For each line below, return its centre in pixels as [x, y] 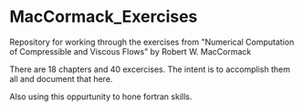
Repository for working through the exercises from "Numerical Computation [152, 42]
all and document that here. [61, 78]
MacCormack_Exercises [104, 17]
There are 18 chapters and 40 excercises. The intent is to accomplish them [150, 69]
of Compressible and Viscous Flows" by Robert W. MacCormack [131, 51]
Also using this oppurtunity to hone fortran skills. [101, 96]
